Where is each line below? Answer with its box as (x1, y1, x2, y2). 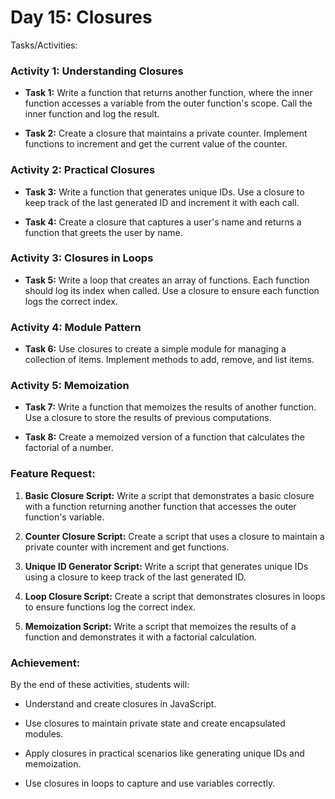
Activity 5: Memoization (10, 379, 130, 393)
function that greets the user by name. (24, 226, 183, 238)
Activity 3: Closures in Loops (10, 251, 154, 265)
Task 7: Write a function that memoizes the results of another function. (24, 401, 317, 413)
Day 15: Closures (10, 6, 153, 29)
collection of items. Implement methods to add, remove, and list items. (24, 354, 315, 366)
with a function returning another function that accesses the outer (24, 500, 297, 512)
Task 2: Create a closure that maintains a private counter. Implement (24, 127, 308, 140)
